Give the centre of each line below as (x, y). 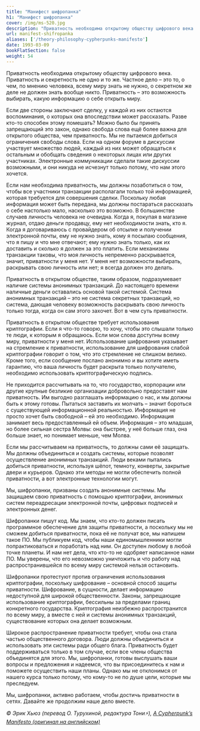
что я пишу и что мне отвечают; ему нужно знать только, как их (88, 242)
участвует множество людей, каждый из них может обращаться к (91, 148)
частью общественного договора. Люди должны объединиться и (90, 639)
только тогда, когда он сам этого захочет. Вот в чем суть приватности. (97, 310)
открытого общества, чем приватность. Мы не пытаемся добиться (92, 135)
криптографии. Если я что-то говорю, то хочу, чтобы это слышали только (100, 328)
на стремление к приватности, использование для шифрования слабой (98, 347)
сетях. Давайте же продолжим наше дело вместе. (71, 701)
